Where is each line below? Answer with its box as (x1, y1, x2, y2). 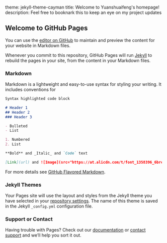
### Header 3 (5, 114, 32, 119)
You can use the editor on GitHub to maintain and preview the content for (5, 37, 155, 43)
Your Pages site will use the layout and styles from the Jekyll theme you (5, 193, 153, 199)
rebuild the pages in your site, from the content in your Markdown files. (5, 57, 151, 63)
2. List (5, 142, 21, 147)
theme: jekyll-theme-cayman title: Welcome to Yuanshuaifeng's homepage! (5, 4, 160, 10)
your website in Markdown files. (5, 42, 71, 48)
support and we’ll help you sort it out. (5, 232, 82, 239)
